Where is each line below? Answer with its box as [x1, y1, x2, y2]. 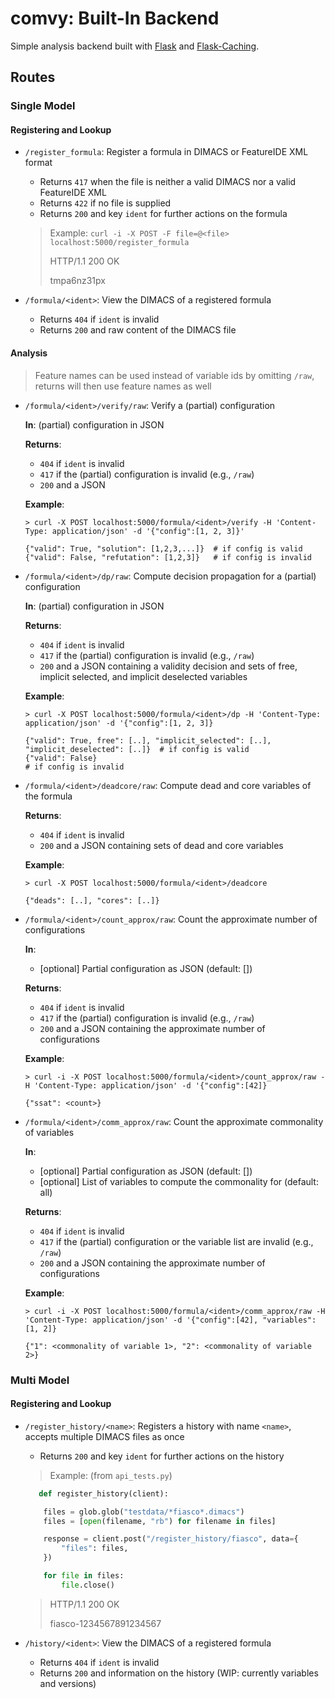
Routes [10, 69, 56, 86]
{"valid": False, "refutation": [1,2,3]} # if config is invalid [24, 552, 312, 562]
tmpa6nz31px [49, 275, 106, 287]
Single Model [10, 99, 76, 113]
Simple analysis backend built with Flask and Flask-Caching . [10, 40, 260, 52]
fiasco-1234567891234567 [49, 1617, 162, 1629]
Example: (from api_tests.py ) [49, 1469, 173, 1481]
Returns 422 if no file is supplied [39, 197, 172, 209]
